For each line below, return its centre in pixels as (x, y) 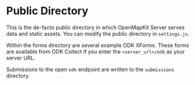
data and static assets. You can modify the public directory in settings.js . (98, 33)
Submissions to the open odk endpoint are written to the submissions (90, 69)
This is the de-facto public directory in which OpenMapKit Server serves (95, 27)
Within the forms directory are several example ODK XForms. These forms (98, 45)
